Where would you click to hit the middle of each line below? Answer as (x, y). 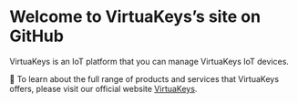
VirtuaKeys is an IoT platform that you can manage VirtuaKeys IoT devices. (149, 61)
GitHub (36, 36)
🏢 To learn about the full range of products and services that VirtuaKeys (144, 78)
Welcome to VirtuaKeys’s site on (135, 17)
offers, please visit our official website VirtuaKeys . (103, 88)
